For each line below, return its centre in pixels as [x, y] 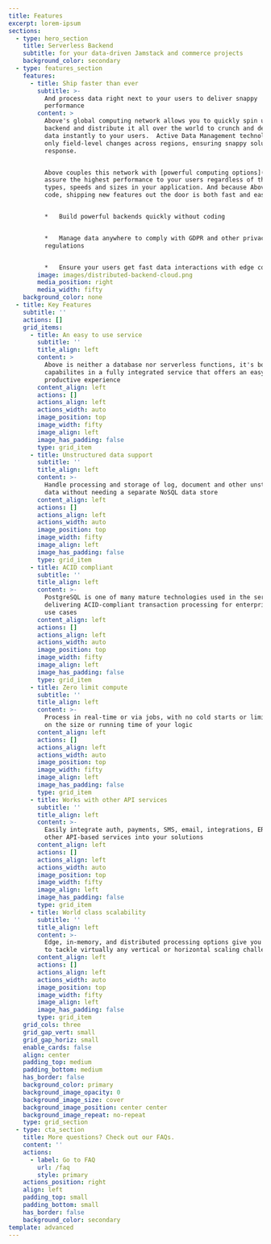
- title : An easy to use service [86, 335]
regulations [64, 246]
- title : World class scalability [88, 912]
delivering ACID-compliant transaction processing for [138, 605]
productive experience [82, 380]
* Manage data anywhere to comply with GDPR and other [142, 238]
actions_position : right [65, 1183]
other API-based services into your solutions [124, 837]
